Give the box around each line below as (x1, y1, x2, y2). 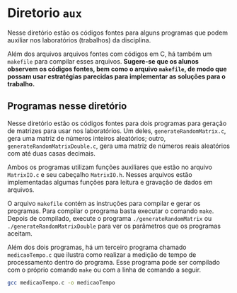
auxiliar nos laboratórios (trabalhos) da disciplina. (7, 35, 151, 44)
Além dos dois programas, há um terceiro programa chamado (7, 243, 187, 251)
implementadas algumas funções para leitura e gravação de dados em (7, 178, 213, 186)
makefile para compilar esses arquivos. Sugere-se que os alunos (7, 57, 200, 65)
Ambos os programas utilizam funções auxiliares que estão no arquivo (7, 163, 212, 171)
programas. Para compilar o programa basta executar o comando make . (7, 207, 214, 215)
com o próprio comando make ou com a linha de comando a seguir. (7, 265, 202, 274)
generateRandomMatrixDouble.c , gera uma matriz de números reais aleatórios (7, 142, 230, 150)
